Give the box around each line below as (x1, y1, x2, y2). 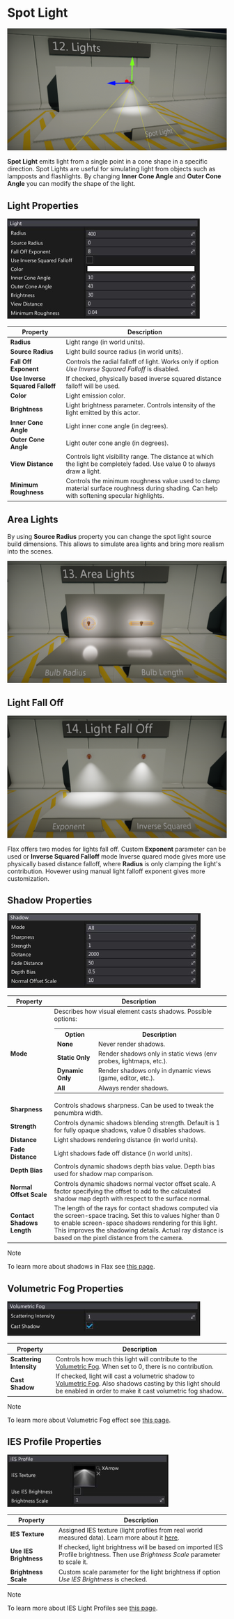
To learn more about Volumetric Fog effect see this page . (7, 1416, 171, 1424)
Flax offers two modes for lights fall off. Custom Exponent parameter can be (7, 845, 226, 853)
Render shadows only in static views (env (98, 1049, 217, 1058)
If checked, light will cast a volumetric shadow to (55, 1372, 195, 1380)
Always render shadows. (98, 1084, 169, 1092)
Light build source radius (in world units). (65, 347, 183, 356)
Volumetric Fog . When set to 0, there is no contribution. (55, 1362, 214, 1370)
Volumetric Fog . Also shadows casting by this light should (55, 1379, 221, 1388)
